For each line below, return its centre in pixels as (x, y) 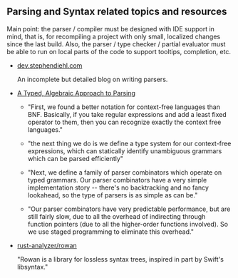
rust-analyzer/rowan (47, 245)
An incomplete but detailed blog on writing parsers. (92, 79)
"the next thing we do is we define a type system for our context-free (129, 143)
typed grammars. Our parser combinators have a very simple (117, 180)
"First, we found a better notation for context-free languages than (124, 107)
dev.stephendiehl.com (50, 65)
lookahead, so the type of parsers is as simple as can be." (113, 195)
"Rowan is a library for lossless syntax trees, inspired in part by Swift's (120, 259)
